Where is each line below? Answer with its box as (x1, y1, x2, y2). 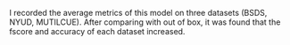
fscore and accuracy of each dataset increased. (9, 26, 186, 36)
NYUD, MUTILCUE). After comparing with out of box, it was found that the (9, 17, 281, 27)
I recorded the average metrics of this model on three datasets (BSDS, (9, 8, 268, 18)
